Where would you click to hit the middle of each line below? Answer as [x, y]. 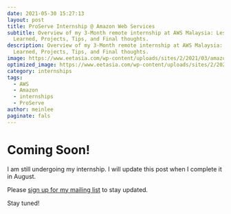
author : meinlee [30, 109]
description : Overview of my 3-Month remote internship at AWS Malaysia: [115, 45]
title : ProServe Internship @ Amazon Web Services [81, 26]
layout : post [26, 20]
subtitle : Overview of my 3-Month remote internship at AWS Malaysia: [110, 33]
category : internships [40, 71]
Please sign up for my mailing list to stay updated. [78, 189]
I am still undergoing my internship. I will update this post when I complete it [114, 169]
